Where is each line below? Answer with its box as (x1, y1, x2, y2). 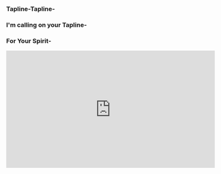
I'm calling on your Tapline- (6, 20, 88, 29)
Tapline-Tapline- (6, 5, 55, 13)
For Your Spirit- (6, 36, 52, 45)
